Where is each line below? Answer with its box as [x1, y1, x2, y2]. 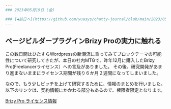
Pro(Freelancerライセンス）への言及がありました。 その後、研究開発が [5, 64, 154, 70]
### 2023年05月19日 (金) [5, 7, 55, 13]
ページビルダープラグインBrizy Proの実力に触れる [5, 37, 161, 45]
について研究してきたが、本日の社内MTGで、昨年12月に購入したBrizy [9, 57, 155, 63]
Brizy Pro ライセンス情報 [5, 98, 57, 104]
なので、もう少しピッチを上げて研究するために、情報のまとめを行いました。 [5, 81, 165, 87]
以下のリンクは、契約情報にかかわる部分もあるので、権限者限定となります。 [5, 87, 165, 93]
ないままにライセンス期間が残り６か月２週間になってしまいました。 [18, 70, 161, 76]
